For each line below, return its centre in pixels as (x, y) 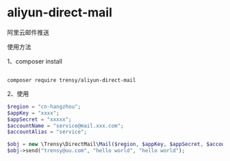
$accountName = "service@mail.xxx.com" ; (66, 126)
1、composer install (35, 61)
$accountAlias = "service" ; (47, 132)
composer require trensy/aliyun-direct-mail (72, 80)
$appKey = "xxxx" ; (33, 113)
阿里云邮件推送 (28, 32)
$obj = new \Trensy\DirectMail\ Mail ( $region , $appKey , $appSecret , (105, 145)
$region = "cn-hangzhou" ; (44, 106)
